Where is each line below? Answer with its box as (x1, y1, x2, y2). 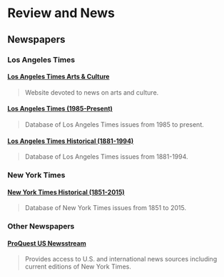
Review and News (7, 5, 116, 21)
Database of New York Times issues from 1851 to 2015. (24, 204, 187, 212)
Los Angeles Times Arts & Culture (7, 73, 110, 81)
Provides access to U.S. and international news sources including (24, 255, 218, 263)
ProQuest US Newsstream (7, 239, 87, 247)
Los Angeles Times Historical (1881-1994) (7, 137, 134, 145)
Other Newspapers (7, 221, 75, 231)
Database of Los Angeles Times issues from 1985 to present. (24, 120, 205, 129)
